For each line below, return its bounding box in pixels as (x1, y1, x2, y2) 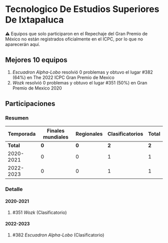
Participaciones (5, 99, 55, 108)
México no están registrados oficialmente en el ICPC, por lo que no (5, 36, 143, 42)
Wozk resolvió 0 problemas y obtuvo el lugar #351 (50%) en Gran (12, 79, 147, 85)
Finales (46, 127, 65, 134)
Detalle (5, 186, 23, 193)
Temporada (7, 130, 36, 137)
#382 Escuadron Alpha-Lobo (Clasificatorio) (12, 231, 104, 238)
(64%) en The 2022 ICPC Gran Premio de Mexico (12, 74, 115, 80)
